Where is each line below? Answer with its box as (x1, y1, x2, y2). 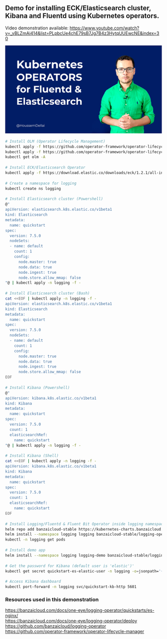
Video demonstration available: (5, 25, 69, 31)
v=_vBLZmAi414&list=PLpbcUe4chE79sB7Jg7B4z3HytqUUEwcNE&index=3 (5, 30, 160, 36)
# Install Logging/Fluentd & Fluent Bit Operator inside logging (5, 521, 143, 526)
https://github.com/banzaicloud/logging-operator (5, 623, 106, 629)
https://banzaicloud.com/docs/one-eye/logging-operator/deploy (5, 618, 138, 624)
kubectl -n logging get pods (5, 537, 66, 542)
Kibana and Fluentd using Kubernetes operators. (5, 12, 160, 20)
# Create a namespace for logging (5, 181, 77, 186)
